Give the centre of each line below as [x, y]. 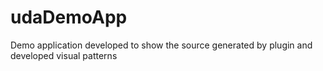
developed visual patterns [64, 55]
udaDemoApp [69, 17]
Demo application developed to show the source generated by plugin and [161, 45]
